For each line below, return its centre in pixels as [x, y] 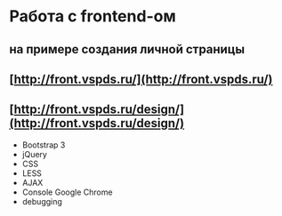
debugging [42, 201]
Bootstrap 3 [44, 145]
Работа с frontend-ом [93, 16]
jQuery [34, 154]
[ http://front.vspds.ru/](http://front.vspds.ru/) [141, 79]
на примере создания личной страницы [127, 49]
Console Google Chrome [67, 192]
